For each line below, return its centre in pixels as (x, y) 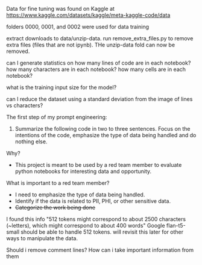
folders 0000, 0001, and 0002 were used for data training (78, 27)
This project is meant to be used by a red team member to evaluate (98, 165)
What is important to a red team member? (58, 183)
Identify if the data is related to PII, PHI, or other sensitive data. (93, 201)
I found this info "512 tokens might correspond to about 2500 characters (96, 219)
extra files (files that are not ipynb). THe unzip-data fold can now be (91, 45)
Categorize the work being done (55, 207)
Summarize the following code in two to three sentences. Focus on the (103, 129)
